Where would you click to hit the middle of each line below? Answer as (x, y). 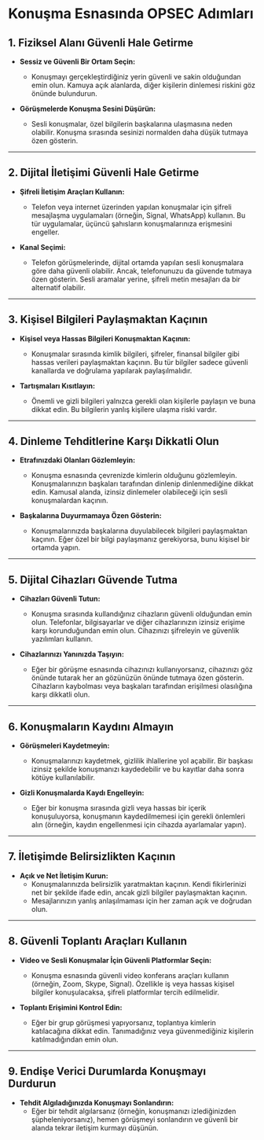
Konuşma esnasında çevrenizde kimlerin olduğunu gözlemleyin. (134, 476)
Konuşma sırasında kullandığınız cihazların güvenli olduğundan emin (141, 614)
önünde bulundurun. (64, 94)
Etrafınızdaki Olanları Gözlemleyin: (77, 460)
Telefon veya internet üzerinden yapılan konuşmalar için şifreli (131, 207)
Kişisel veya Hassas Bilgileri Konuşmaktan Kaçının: (105, 338)
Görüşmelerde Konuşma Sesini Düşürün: (87, 108)
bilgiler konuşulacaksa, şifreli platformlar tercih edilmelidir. (125, 992)
